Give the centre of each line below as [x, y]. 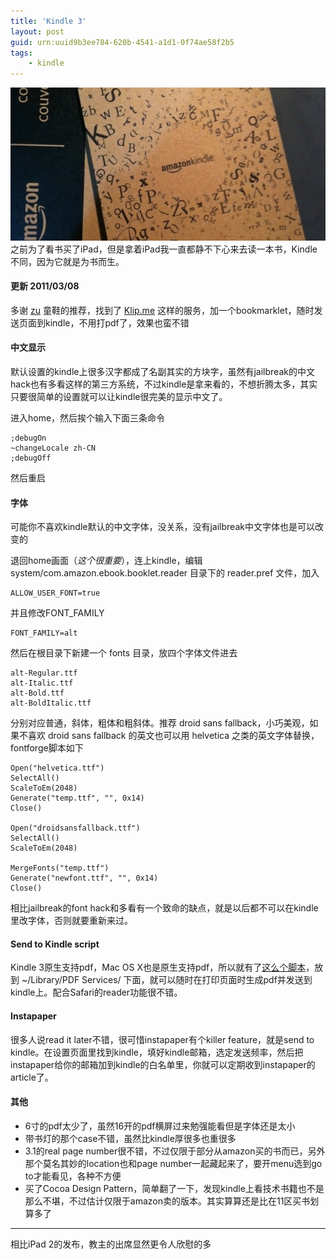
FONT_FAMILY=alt [44, 633]
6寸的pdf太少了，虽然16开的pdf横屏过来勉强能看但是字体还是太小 [160, 1126]
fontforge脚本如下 [47, 748]
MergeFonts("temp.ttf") [60, 868]
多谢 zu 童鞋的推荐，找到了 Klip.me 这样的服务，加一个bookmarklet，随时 [162, 310]
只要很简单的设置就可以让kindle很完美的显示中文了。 [119, 397]
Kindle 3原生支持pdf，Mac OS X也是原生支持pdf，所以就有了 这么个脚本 [158, 967]
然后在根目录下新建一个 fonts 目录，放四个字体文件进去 [124, 653]
